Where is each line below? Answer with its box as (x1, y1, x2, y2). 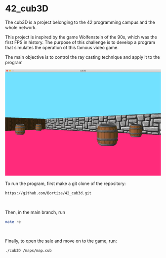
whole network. (5, 24, 37, 30)
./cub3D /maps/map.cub (5, 248, 52, 253)
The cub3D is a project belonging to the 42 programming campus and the (5, 19, 155, 25)
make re (5, 219, 21, 224)
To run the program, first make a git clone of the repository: (5, 181, 126, 186)
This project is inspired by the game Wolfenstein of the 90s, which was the (5, 34, 157, 40)
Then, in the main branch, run (5, 209, 66, 215)
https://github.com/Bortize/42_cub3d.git (5, 190, 92, 195)
